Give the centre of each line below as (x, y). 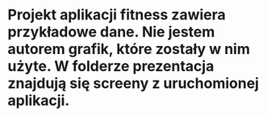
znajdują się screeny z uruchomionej (133, 84)
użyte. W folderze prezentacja (111, 67)
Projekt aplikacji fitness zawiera (117, 15)
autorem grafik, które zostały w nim (129, 49)
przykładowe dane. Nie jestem (111, 32)
